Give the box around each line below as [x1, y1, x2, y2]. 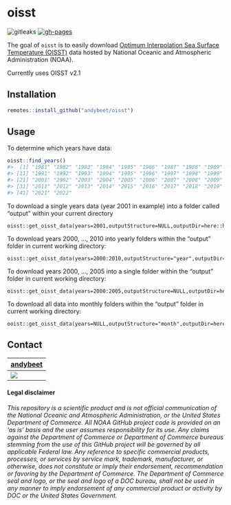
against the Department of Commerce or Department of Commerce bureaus [7, 433, 223, 441]
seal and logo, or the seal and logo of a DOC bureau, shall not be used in [7, 476, 214, 485]
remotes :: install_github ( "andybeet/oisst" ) [7, 106, 134, 114]
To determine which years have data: [7, 144, 112, 153]
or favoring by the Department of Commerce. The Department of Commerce [7, 469, 224, 478]
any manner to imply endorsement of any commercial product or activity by [7, 484, 222, 492]
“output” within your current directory [7, 209, 113, 217]
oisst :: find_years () [7, 157, 67, 164]
